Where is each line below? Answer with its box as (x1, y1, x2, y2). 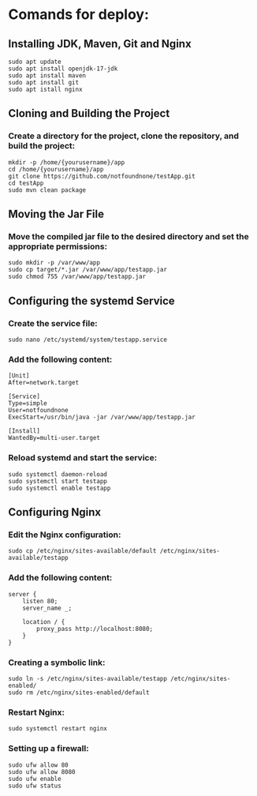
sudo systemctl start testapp (8, 477, 108, 485)
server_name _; (22, 604, 73, 612)
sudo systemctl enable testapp (8, 484, 111, 492)
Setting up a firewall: (8, 743, 89, 754)
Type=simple (8, 400, 47, 407)
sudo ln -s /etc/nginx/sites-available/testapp (8, 674, 168, 682)
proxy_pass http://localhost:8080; (36, 625, 154, 633)
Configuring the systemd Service (8, 294, 175, 307)
